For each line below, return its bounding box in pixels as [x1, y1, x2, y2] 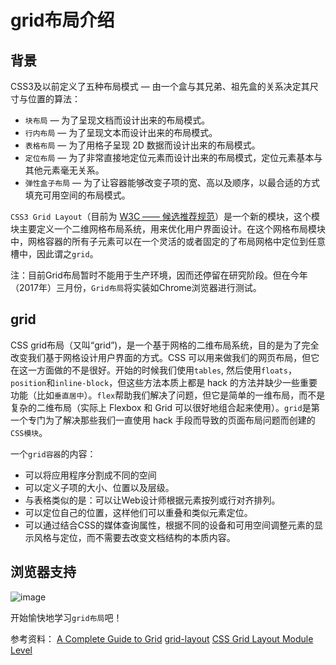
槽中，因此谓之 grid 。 [10, 248, 99, 260]
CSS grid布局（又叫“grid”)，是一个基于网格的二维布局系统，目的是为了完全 [10, 339, 320, 351]
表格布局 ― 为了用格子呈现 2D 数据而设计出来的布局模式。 [24, 139, 261, 151]
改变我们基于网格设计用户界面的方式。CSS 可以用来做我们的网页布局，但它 [10, 351, 320, 363]
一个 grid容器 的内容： [10, 447, 97, 460]
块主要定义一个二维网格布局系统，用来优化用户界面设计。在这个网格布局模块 [10, 223, 326, 235]
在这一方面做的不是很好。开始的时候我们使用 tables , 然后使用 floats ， [10, 364, 297, 376]
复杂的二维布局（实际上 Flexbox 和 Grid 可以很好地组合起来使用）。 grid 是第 [10, 401, 320, 413]
